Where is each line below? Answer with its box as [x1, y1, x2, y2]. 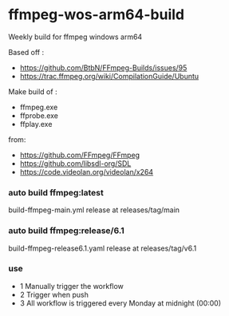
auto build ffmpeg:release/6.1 [8, 225, 125, 236]
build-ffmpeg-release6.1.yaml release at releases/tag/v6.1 [8, 243, 197, 253]
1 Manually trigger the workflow [19, 281, 124, 290]
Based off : [8, 47, 45, 57]
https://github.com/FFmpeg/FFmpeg [19, 150, 140, 160]
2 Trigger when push [19, 290, 89, 299]
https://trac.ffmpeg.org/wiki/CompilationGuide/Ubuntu [19, 71, 199, 81]
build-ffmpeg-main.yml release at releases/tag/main [8, 205, 180, 215]
